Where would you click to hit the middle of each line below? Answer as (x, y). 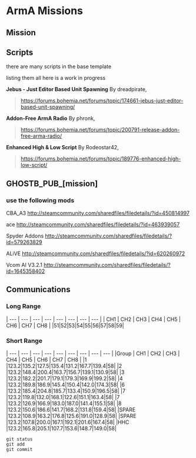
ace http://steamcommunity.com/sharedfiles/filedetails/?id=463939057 (93, 225)
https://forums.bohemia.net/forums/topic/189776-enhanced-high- (101, 159)
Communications (38, 290)
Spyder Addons (25, 236)
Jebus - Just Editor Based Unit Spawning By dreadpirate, (77, 89)
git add (16, 444)
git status (19, 439)
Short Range (24, 340)
